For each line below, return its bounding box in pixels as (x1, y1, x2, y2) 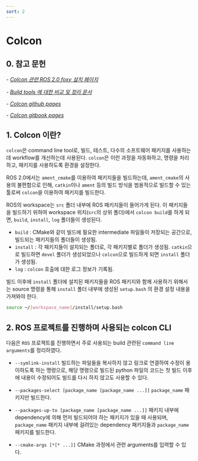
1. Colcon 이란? (6, 130, 61, 140)
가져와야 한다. (6, 293, 38, 300)
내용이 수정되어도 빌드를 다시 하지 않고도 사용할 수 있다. (21, 374, 149, 381)
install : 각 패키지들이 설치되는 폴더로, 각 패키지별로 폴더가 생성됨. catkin (14, 243, 188, 251)
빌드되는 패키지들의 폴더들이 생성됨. (14, 236, 98, 243)
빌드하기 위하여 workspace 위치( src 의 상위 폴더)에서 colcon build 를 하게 (12, 209, 184, 216)
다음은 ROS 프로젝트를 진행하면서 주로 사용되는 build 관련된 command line (6, 339, 174, 346)
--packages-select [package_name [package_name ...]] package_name (14, 388, 183, 394)
